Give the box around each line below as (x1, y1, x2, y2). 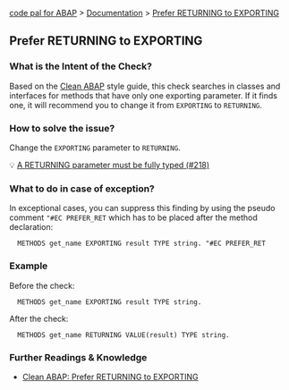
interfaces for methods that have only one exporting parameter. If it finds (9, 89, 277, 101)
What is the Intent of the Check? (9, 60, 152, 72)
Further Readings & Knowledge (9, 351, 148, 363)
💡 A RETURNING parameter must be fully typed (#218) (9, 159, 210, 170)
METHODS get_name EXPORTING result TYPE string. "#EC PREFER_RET (17, 239, 267, 249)
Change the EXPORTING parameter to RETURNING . (9, 142, 181, 153)
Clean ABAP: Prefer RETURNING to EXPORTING (21, 371, 199, 382)
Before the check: (9, 280, 75, 291)
